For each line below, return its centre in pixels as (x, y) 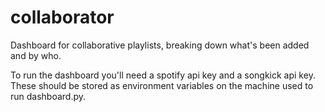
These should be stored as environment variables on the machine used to (162, 85)
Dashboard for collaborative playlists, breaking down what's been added (160, 45)
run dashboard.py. (48, 96)
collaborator (62, 17)
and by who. (36, 55)
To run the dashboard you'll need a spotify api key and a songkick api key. (163, 75)
